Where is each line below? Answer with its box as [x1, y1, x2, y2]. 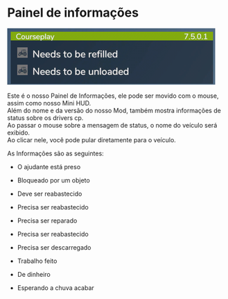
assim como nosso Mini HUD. [7, 99, 91, 107]
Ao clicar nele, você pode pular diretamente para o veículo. [7, 135, 177, 144]
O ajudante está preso [17, 162, 81, 171]
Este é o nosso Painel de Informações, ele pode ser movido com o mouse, [7, 92, 219, 100]
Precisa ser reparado [17, 216, 78, 225]
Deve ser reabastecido [17, 189, 82, 198]
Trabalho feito [17, 257, 58, 265]
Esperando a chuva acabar [17, 283, 95, 292]
